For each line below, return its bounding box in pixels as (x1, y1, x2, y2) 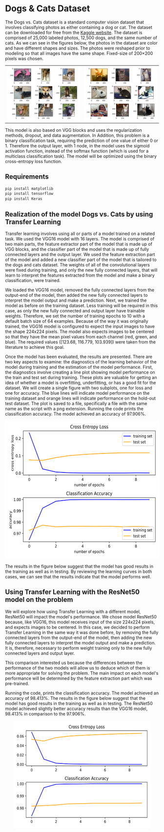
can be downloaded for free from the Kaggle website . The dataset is (5, 29, 143, 35)
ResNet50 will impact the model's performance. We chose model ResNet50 (5, 614, 157, 619)
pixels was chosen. (5, 55, 44, 61)
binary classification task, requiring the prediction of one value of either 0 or (5, 138, 159, 143)
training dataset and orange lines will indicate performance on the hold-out (5, 395, 156, 401)
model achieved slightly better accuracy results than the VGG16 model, (5, 706, 148, 712)
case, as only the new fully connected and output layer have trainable (5, 308, 145, 313)
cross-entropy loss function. (5, 158, 62, 164)
